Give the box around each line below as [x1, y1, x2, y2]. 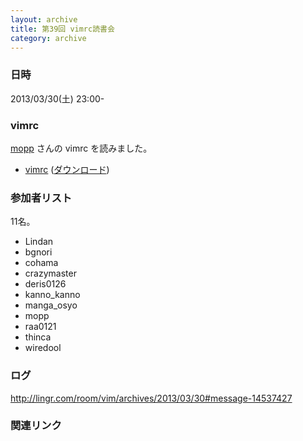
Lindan [24, 236, 54, 248]
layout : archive [10, 14, 78, 25]
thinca [24, 331, 52, 343]
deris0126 [24, 278, 67, 290]
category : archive [10, 33, 87, 43]
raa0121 [24, 321, 57, 333]
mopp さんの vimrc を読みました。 [10, 142, 153, 154]
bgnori [24, 246, 53, 258]
